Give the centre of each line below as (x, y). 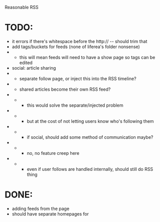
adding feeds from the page (41, 208)
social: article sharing (34, 68)
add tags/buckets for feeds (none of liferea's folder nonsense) (76, 47)
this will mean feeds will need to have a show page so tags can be (87, 57)
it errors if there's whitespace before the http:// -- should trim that (80, 41)
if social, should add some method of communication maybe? (90, 137)
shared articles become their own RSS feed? (65, 89)
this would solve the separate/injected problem (75, 105)
